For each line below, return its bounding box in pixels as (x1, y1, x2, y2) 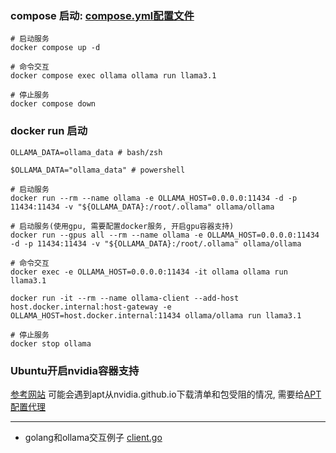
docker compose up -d (10, 43, 101, 53)
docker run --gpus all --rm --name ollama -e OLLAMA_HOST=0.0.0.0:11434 (10, 230, 320, 240)
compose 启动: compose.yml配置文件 (10, 8, 195, 22)
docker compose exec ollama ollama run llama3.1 (10, 71, 217, 81)
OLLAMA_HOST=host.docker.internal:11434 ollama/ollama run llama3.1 (10, 310, 302, 321)
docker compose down (10, 99, 97, 109)
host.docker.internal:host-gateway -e (10, 302, 172, 312)
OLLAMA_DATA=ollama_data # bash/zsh (10, 147, 163, 157)
